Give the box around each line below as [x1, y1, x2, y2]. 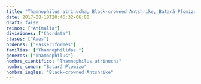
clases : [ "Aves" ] [6, 36, 50, 42]
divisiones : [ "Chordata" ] [6, 31, 71, 37]
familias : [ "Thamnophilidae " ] [6, 47, 84, 53]
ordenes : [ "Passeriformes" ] [6, 42, 77, 48]
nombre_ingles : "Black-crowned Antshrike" [6, 69, 114, 75]
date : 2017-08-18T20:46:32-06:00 [6, 14, 90, 20]
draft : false [6, 20, 39, 25]
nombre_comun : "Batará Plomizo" [6, 63, 87, 70]
